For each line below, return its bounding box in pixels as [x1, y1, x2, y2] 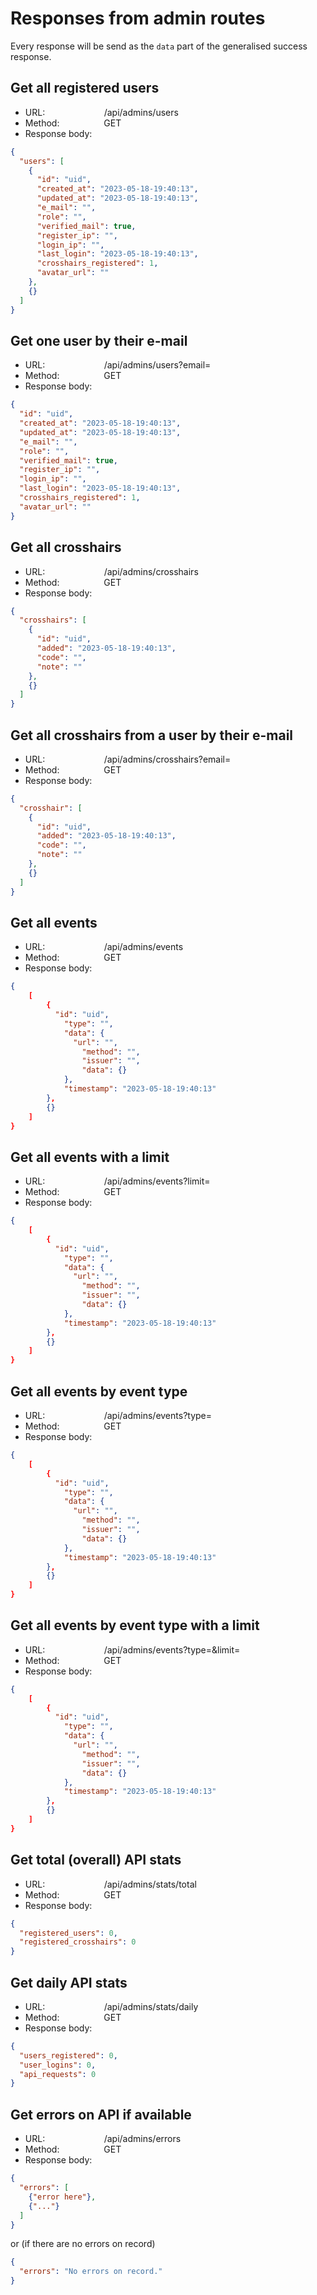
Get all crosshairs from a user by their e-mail [10, 727, 294, 744]
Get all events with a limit [10, 1148, 170, 1166]
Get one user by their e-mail [10, 332, 188, 349]
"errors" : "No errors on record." [19, 2267, 163, 2277]
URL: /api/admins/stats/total [24, 1878, 197, 1890]
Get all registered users [10, 80, 160, 97]
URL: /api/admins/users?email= [24, 359, 212, 371]
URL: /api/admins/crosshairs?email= [24, 753, 232, 765]
